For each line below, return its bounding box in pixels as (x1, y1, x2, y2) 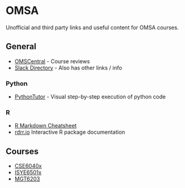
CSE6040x (14, 162, 42, 170)
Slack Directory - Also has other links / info (14, 64, 122, 71)
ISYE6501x (14, 169, 42, 176)
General (5, 41, 37, 52)
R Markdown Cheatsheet (14, 122, 77, 130)
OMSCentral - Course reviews (14, 57, 90, 64)
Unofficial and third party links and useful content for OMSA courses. (5, 24, 179, 31)
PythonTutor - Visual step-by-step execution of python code (14, 93, 166, 100)
